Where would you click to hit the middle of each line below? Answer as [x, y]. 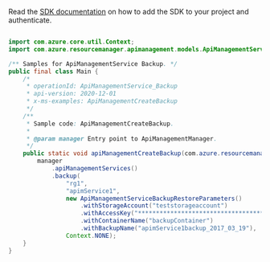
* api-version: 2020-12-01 [71, 94]
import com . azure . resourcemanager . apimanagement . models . [106, 49]
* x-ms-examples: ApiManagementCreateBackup [102, 101]
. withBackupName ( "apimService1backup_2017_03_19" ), [168, 228]
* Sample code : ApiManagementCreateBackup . [100, 124]
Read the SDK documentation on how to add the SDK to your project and [129, 12]
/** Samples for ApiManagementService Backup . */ [93, 63]
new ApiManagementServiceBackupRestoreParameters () [154, 199]
